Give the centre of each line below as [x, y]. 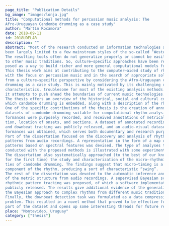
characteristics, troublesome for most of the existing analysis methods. [85, 89]
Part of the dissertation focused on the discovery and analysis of [78, 136]
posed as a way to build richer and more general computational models [82, 66]
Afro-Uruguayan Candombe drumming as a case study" [60, 24]
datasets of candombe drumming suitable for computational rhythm [76, 113]
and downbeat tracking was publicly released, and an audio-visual [77, 127]
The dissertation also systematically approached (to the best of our [81, 155]
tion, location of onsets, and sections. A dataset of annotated [75, 122]
